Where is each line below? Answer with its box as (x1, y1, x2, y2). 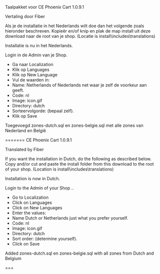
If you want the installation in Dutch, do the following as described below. (5, 156, 152, 162)
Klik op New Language (12, 72, 57, 77)
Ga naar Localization (12, 62, 53, 67)
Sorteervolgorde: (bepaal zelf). (12, 108, 74, 114)
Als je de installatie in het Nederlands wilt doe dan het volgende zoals (5, 23, 144, 29)
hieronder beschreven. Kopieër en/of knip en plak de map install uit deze (5, 28, 151, 34)
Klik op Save (12, 113, 37, 119)
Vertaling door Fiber (5, 14, 45, 19)
